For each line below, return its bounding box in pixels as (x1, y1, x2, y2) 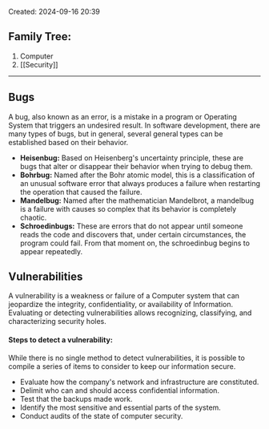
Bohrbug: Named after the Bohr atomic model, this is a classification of (19, 170, 255, 180)
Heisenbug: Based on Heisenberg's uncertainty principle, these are (19, 152, 244, 163)
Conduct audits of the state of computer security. (19, 411, 183, 420)
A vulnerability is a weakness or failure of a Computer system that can (8, 291, 240, 301)
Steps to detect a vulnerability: (8, 335, 114, 345)
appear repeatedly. (19, 246, 83, 256)
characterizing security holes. (8, 317, 106, 326)
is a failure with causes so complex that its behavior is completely (19, 204, 237, 213)
